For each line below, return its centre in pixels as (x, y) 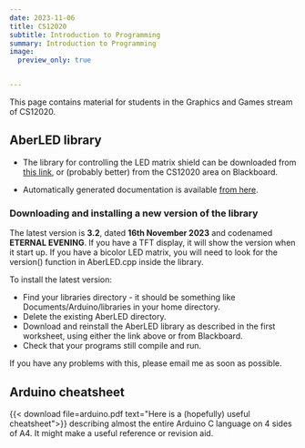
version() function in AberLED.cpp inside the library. (107, 262)
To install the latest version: (61, 280)
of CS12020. (33, 112)
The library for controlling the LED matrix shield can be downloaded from (159, 162)
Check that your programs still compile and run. (112, 346)
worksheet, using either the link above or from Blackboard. (132, 336)
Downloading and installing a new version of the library (134, 213)
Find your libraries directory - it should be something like (129, 298)
